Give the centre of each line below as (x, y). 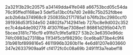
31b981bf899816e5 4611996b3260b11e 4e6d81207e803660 (66, 43)
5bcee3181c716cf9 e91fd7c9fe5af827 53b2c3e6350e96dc (64, 33)
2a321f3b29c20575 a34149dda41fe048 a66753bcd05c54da (66, 7)
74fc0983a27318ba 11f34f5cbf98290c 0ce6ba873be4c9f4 (65, 38)
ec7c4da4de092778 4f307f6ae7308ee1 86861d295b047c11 (66, 28)
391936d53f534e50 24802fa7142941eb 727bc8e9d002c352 (67, 22)
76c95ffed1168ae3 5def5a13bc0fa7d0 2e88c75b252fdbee (64, 12)
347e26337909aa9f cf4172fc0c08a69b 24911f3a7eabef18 (64, 48)
